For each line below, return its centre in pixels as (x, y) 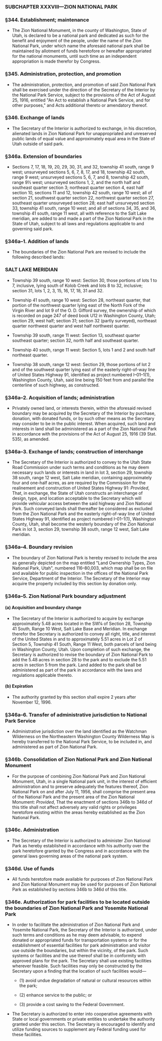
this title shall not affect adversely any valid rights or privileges (74, 807)
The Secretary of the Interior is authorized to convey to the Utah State (81, 462)
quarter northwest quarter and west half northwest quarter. (71, 326)
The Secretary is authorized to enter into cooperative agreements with (82, 1014)
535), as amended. (31, 439)
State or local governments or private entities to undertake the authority (83, 1019)
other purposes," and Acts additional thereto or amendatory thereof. (80, 105)
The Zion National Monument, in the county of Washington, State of (79, 31)
